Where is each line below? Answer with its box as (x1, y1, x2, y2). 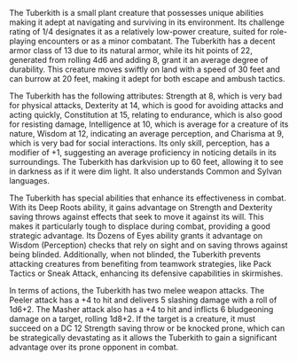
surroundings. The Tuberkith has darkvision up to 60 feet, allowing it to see (9, 157, 284, 167)
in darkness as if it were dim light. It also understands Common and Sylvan (9, 166, 282, 177)
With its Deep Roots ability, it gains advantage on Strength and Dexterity (9, 202, 273, 212)
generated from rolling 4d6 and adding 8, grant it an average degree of (9, 55, 269, 65)
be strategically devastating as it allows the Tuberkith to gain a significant (9, 333, 277, 342)
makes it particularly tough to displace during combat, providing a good (9, 221, 270, 232)
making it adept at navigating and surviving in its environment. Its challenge (9, 17, 285, 27)
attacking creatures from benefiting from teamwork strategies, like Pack (9, 259, 272, 269)
